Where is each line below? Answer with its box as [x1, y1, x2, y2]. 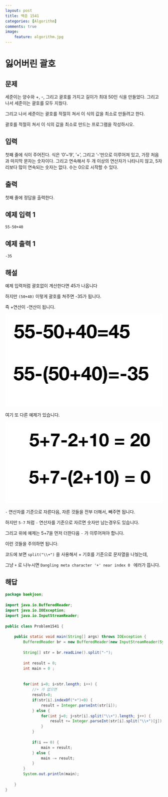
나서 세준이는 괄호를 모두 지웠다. [5, 100, 68, 106]
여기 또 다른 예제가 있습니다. [5, 412, 60, 418]
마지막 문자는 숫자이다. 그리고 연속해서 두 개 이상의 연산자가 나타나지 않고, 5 [10, 158, 158, 164]
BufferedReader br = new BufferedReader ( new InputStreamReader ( [23, 639, 160, 645]
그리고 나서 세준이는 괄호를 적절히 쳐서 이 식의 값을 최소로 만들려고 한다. [5, 111, 145, 117]
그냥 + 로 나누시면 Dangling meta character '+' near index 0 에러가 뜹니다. [5, 562, 160, 568]
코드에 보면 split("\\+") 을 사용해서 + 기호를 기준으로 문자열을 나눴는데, [5, 551, 148, 557]
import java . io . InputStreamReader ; [5, 613, 79, 618]
